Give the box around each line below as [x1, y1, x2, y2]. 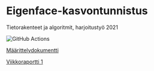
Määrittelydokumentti [6, 46, 59, 54]
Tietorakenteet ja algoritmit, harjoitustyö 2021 [6, 24, 119, 31]
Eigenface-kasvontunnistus [6, 4, 148, 18]
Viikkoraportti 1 [6, 58, 43, 65]
